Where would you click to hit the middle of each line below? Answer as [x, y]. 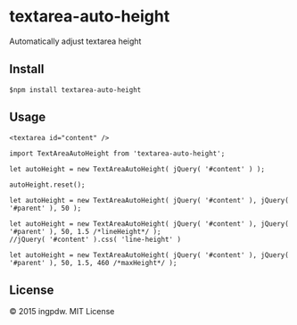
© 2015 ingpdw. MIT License [62, 312]
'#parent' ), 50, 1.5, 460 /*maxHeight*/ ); [93, 262]
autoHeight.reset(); [48, 185]
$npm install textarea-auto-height [75, 90]
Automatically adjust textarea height [75, 41]
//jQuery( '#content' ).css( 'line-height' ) [95, 239]
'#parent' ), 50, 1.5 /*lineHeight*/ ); [86, 231]
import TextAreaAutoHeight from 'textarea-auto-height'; [117, 154]
